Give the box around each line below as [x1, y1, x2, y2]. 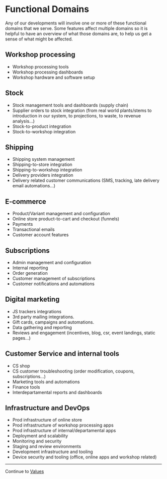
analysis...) [12, 118, 35, 124]
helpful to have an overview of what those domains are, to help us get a [5, 30, 152, 36]
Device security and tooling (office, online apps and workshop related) [12, 454, 157, 460]
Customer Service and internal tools [5, 350, 119, 358]
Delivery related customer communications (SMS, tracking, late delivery [12, 177, 160, 183]
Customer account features [12, 232, 69, 238]
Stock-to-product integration [12, 123, 72, 129]
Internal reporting [12, 265, 48, 271]
